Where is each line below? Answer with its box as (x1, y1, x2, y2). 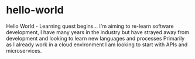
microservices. (6, 47, 42, 54)
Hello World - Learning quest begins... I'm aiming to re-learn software (6, 23, 174, 30)
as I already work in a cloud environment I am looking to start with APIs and (6, 41, 188, 48)
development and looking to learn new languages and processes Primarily (6, 35, 185, 42)
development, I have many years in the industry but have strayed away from (6, 28, 189, 35)
